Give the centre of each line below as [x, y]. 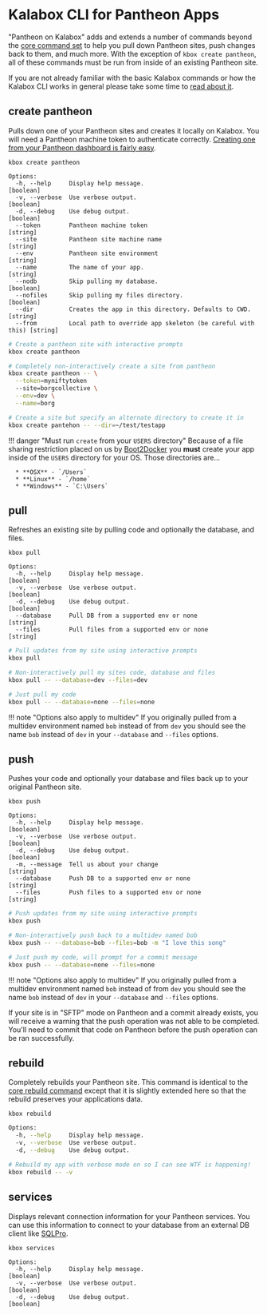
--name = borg [35, 403]
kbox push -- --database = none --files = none [82, 965]
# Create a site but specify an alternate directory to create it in [126, 417]
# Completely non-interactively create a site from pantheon [112, 366]
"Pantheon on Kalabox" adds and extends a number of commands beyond [130, 37]
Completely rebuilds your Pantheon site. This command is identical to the [128, 1082]
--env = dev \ [35, 396]
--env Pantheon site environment [87, 253]
